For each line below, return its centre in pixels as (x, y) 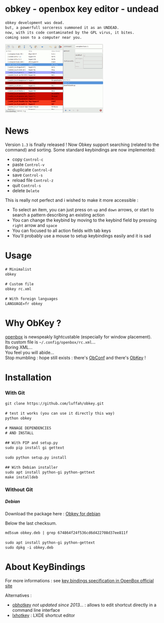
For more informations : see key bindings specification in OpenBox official (80, 581)
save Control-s (27, 175)
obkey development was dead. (35, 23)
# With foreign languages (31, 299)
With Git (15, 393)
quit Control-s (26, 185)
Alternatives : (18, 595)
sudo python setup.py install (36, 458)
